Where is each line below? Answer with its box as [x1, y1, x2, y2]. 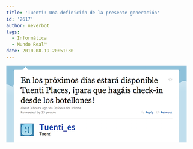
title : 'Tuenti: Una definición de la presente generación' [6, 10, 161, 16]
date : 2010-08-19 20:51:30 [6, 48, 74, 54]
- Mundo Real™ [11, 42, 47, 48]
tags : [6, 29, 20, 35]
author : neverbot [6, 22, 50, 28]
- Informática [11, 35, 47, 42]
